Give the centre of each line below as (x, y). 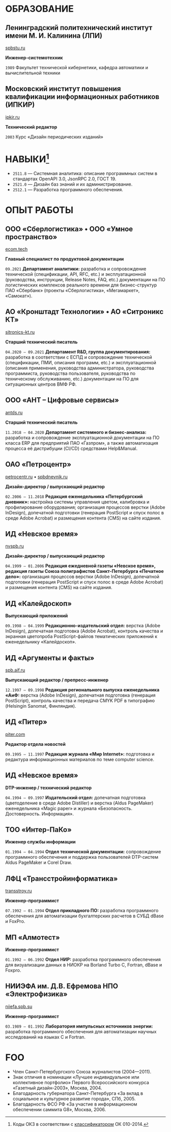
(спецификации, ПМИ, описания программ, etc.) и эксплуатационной (81, 362)
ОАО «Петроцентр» (38, 464)
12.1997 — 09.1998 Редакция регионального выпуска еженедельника (82, 689)
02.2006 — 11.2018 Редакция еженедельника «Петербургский (74, 496)
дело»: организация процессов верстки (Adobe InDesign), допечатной (82, 577)
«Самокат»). (19, 296)
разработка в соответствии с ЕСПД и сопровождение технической (79, 357)
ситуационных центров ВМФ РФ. (41, 384)
